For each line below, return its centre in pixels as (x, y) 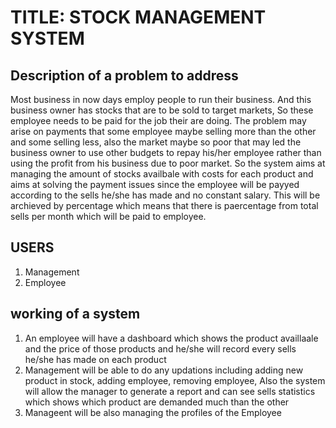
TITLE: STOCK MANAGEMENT (138, 17)
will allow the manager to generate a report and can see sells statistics (170, 391)
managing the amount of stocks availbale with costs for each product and (162, 174)
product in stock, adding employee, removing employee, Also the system (175, 380)
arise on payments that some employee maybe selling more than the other (163, 131)
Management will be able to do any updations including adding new (164, 370)
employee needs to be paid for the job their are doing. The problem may (158, 120)
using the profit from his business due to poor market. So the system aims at (168, 163)
